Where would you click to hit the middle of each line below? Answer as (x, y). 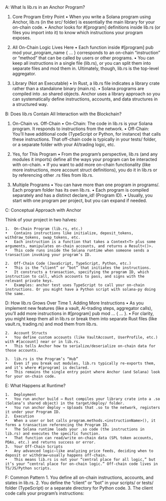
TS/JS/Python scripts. (28, 468)
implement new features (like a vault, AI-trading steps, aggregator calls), (79, 308)
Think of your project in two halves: (41, 220)
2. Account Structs (26, 333)
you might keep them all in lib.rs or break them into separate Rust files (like (81, 319)
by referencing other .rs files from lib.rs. (53, 175)
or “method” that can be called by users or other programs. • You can (83, 58)
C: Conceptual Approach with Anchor (43, 210)
